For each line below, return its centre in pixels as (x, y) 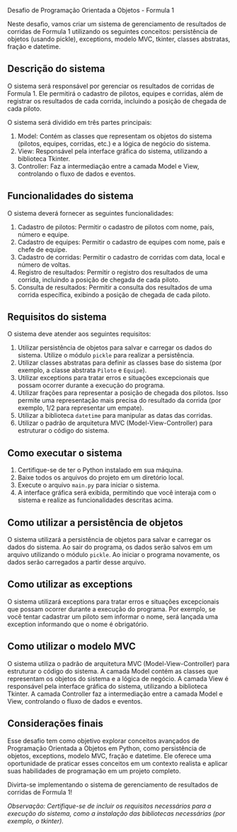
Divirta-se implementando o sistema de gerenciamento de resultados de (113, 784)
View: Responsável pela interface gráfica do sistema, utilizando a (112, 151)
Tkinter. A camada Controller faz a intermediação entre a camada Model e (115, 694)
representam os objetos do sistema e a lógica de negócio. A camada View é (118, 678)
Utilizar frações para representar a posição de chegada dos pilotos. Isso (123, 393)
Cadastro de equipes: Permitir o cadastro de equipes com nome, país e (121, 242)
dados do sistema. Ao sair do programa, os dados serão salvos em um (110, 547)
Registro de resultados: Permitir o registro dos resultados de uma (112, 272)
